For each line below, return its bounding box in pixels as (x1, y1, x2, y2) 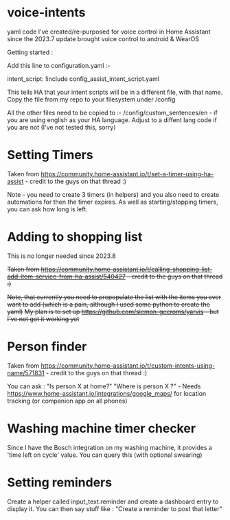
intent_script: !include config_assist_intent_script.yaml (7, 74, 160, 83)
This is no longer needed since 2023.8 (7, 252, 116, 260)
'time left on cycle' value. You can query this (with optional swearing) (7, 451, 203, 459)
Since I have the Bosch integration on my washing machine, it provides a (7, 443, 213, 451)
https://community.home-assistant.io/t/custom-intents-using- (41, 362, 216, 370)
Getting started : (7, 48, 54, 56)
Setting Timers (7, 147, 94, 163)
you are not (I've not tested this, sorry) (7, 123, 116, 131)
